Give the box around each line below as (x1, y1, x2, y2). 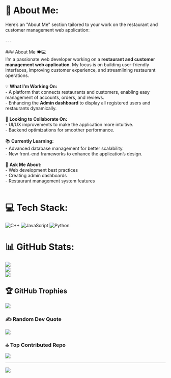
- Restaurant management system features (5, 178, 95, 184)
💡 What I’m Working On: (5, 83, 58, 89)
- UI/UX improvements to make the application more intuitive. (5, 121, 134, 127)
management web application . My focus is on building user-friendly (5, 61, 149, 68)
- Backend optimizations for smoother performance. (5, 127, 115, 133)
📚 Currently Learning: (5, 138, 54, 144)
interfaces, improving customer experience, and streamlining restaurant (5, 67, 156, 73)
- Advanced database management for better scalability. (5, 145, 124, 151)
